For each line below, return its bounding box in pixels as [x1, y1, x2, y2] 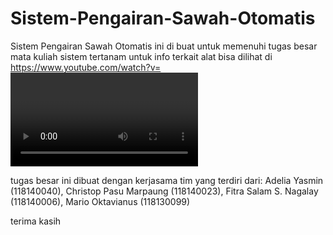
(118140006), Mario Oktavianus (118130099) [10, 195, 191, 207]
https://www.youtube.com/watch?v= [10, 61, 162, 73]
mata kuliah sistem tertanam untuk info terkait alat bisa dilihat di [10, 50, 273, 62]
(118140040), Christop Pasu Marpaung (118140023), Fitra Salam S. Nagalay [10, 185, 319, 197]
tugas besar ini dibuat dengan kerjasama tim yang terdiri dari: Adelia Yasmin [10, 174, 324, 186]
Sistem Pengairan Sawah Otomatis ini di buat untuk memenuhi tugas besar [10, 40, 318, 52]
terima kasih [10, 215, 62, 227]
